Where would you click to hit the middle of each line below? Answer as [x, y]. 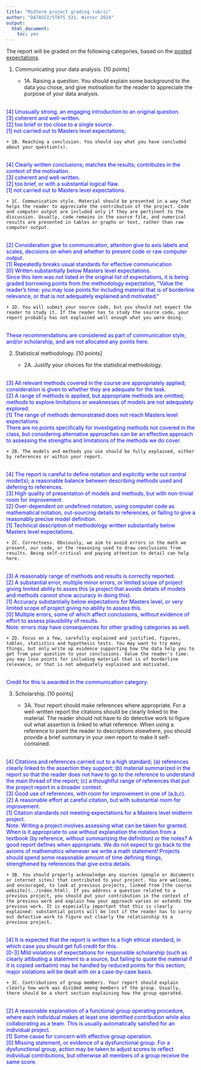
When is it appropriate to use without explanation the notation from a [91, 832]
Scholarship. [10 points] [44, 694]
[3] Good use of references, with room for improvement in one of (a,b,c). [96, 793]
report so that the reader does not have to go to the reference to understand [100, 775]
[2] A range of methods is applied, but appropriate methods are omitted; [95, 396]
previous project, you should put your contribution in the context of [97, 896]
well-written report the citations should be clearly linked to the [101, 712]
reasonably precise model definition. [51, 519]
